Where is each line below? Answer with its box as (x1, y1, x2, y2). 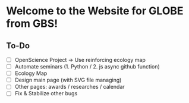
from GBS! (6, 17, 58, 30)
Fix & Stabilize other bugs (14, 90, 78, 97)
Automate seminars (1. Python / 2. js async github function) (14, 63, 160, 70)
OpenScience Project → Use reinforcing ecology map (14, 57, 146, 63)
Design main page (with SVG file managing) (14, 76, 122, 84)
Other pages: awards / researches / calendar (14, 83, 125, 90)
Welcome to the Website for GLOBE (6, 4, 184, 18)
